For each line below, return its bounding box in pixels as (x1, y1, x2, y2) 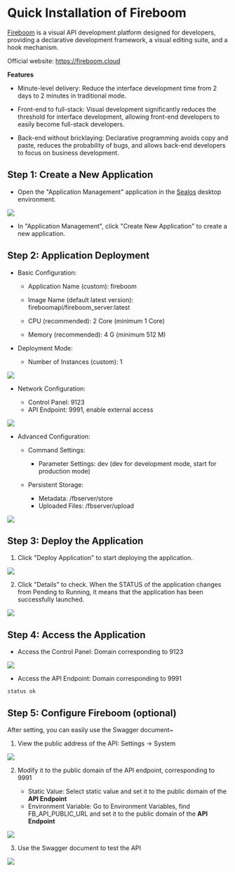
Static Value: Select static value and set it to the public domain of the (27, 787, 227, 795)
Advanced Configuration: (17, 432, 90, 441)
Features (7, 70, 34, 79)
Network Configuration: (17, 384, 86, 393)
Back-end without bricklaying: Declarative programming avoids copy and (17, 134, 229, 142)
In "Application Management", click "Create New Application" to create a (17, 221, 228, 230)
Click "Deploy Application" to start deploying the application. (17, 554, 193, 562)
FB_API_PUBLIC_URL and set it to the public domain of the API (27, 809, 208, 818)
